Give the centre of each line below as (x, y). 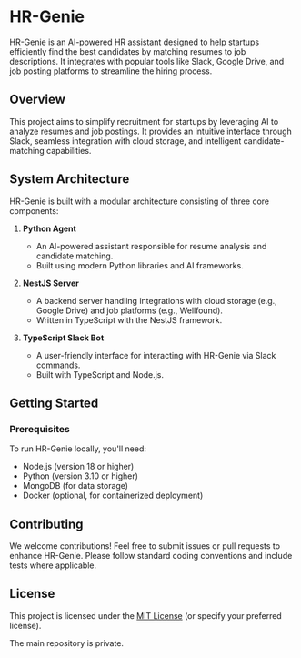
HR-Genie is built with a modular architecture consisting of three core (140, 201)
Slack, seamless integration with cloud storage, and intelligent (125, 141)
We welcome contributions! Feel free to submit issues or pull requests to (145, 546)
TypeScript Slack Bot (63, 338)
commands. (58, 365)
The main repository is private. (67, 643)
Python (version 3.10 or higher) (80, 476)
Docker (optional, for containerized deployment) (113, 496)
